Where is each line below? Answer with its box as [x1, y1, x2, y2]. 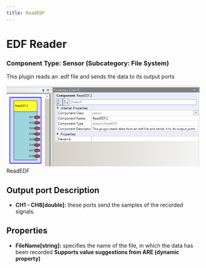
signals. [15, 208, 36, 215]
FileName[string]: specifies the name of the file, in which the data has [15, 242, 194, 249]
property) [15, 255, 41, 262]
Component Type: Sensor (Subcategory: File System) [6, 59, 170, 67]
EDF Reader [6, 37, 67, 51]
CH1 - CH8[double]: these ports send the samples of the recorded [15, 201, 184, 209]
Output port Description [6, 185, 100, 196]
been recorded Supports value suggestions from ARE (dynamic [15, 248, 180, 256]
